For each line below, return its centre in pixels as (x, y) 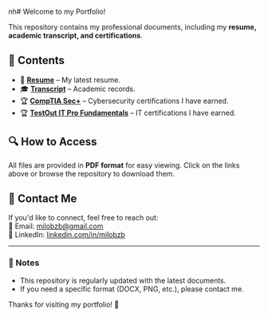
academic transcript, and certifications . (76, 36)
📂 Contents (37, 60)
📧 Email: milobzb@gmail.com (56, 226)
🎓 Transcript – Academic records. (77, 89)
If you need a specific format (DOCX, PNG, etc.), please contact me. (132, 289)
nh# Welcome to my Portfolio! (57, 12)
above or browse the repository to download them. (92, 173)
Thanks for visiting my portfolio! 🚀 (64, 304)
